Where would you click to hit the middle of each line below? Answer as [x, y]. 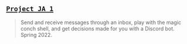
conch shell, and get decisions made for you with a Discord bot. [97, 28]
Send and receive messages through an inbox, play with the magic [101, 22]
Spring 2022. [36, 35]
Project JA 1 [30, 9]
